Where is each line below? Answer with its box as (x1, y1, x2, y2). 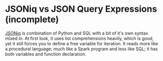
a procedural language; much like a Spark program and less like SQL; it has (5, 46, 158, 52)
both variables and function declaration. (5, 51, 86, 57)
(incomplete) (5, 14, 59, 25)
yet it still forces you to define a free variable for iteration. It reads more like (5, 40, 159, 46)
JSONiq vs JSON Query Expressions (5, 3, 157, 15)
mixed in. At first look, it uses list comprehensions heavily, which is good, (5, 35, 154, 41)
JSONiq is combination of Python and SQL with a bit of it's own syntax (5, 30, 148, 36)
